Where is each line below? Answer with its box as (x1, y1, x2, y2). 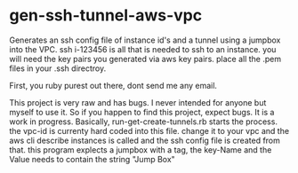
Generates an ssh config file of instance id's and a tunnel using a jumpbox (9, 35, 281, 45)
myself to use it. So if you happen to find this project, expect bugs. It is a (9, 106, 275, 117)
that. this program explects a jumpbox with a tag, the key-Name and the (9, 144, 272, 155)
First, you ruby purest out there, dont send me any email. (9, 80, 218, 90)
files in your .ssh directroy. (9, 63, 107, 74)
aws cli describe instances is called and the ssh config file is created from (9, 135, 280, 145)
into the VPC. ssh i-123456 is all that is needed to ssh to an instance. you (9, 43, 277, 54)
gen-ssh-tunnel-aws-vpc (9, 5, 203, 26)
